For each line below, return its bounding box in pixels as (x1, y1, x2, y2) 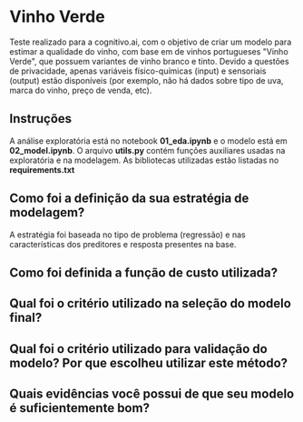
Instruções (9, 111, 73, 126)
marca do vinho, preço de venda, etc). (9, 85, 152, 95)
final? (9, 310, 43, 326)
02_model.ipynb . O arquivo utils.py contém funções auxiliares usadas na (9, 145, 286, 156)
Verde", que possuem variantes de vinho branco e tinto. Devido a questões (9, 55, 289, 66)
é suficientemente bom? (9, 400, 150, 416)
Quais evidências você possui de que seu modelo (9, 387, 295, 402)
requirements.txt (9, 164, 75, 175)
